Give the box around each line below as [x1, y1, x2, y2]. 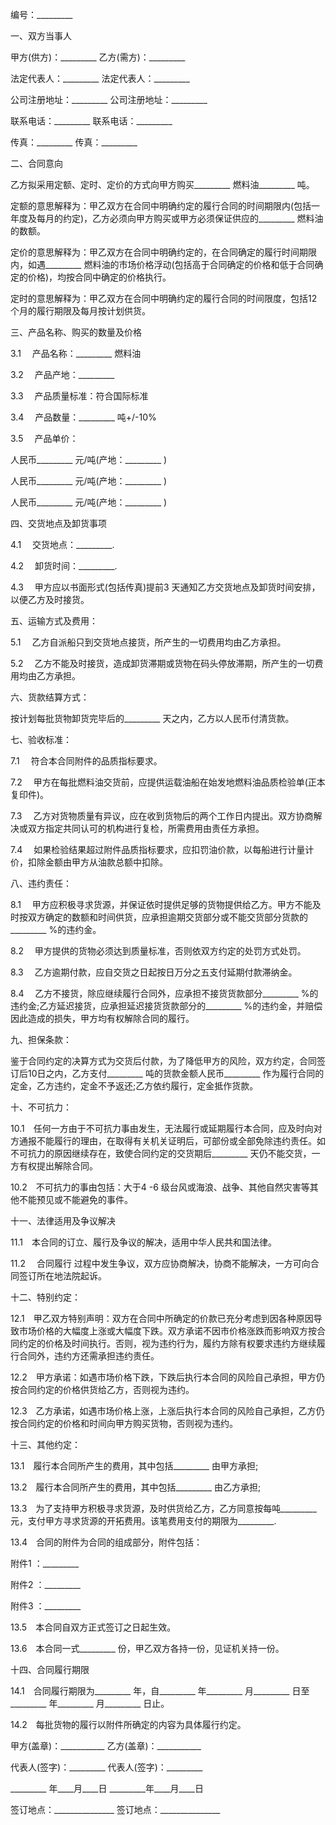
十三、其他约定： [10, 1439, 81, 1450]
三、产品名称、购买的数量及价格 [10, 326, 142, 338]
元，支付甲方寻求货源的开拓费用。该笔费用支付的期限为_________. [10, 1515, 277, 1527]
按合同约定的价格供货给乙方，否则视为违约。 [10, 1384, 195, 1395]
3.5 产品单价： [10, 433, 79, 444]
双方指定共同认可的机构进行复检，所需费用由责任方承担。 [27, 823, 265, 834]
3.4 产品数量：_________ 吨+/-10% [10, 411, 157, 423]
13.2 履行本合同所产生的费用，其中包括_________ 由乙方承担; [10, 1481, 262, 1493]
